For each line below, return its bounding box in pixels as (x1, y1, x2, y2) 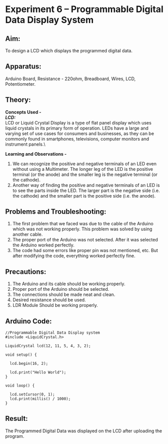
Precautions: (5, 267, 47, 276)
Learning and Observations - (5, 151, 67, 157)
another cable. (12, 231, 43, 237)
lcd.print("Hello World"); (10, 370, 66, 375)
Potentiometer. (5, 81, 36, 87)
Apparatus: (5, 62, 42, 71)
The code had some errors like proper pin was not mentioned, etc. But (12, 247, 158, 253)
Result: (5, 414, 28, 423)
